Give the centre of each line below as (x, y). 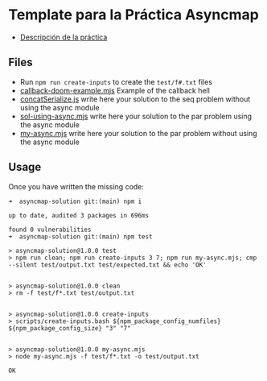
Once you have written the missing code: (76, 186)
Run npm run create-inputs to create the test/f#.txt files (116, 81)
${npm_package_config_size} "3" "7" (70, 328)
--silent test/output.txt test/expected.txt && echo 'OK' (107, 265)
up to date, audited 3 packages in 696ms (79, 215)
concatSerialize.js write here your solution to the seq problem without (135, 99)
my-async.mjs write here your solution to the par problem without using (138, 133)
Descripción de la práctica (64, 37)
